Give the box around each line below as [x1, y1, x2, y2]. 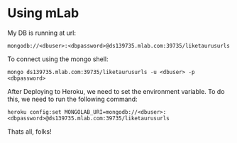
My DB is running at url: [7, 28, 77, 37]
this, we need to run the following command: [7, 95, 138, 103]
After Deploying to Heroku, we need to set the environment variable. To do [7, 87, 225, 95]
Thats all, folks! [7, 127, 52, 136]
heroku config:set [7, 108, 62, 115]
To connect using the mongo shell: [7, 55, 109, 63]
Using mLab [7, 5, 79, 21]
